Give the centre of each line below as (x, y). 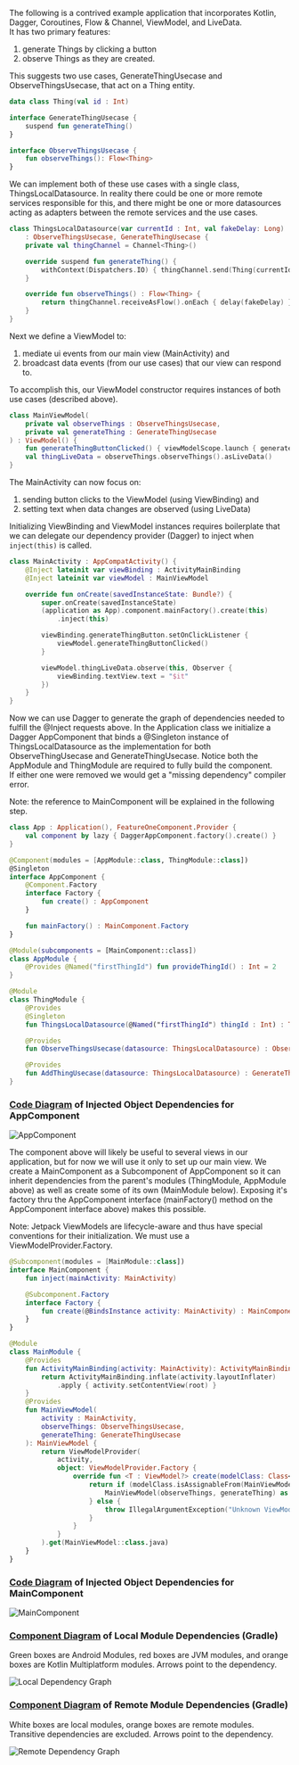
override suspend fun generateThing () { (101, 261)
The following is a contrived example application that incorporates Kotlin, (143, 13)
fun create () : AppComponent (95, 902)
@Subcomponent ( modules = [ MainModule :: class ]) (97, 1262)
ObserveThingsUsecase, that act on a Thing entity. (102, 85)
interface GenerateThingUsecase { (73, 118)
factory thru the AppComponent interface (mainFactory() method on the (141, 1200)
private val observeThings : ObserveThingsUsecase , (123, 424)
